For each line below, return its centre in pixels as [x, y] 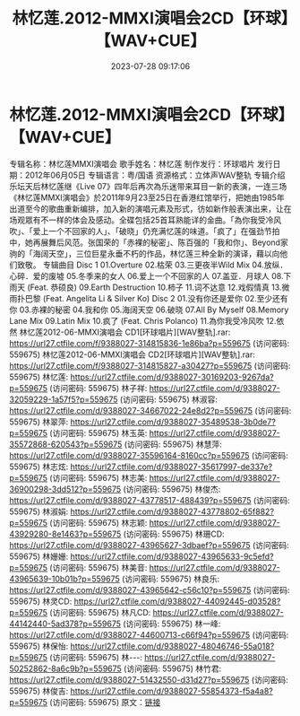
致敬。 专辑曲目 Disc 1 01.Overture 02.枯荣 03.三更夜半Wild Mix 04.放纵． [152, 265]
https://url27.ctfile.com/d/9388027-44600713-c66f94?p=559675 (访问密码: [149, 634]
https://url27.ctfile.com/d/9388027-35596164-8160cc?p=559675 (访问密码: [149, 455]
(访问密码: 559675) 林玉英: [98, 432]
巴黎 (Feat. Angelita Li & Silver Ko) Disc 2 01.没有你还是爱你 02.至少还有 [156, 298]
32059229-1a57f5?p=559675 [64, 399]
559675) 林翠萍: [39, 422]
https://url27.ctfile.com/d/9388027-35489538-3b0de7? [173, 422]
